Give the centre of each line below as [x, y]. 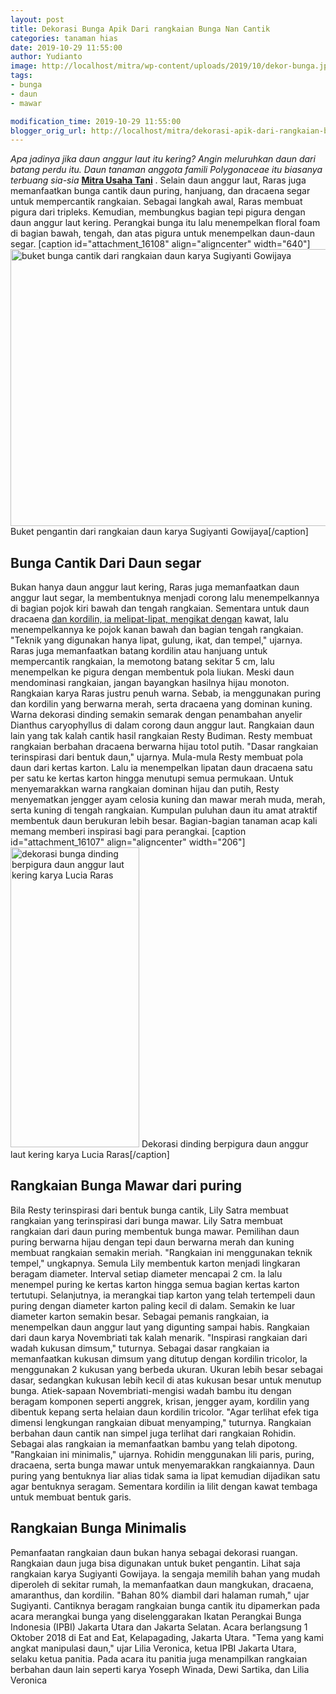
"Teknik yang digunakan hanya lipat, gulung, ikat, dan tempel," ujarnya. [156, 640]
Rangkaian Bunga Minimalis [98, 1528]
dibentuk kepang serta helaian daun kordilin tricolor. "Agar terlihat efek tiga [164, 1412]
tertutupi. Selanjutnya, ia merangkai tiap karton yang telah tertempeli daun [163, 1295]
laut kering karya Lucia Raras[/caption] [90, 1155]
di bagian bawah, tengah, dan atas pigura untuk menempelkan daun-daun [162, 233]
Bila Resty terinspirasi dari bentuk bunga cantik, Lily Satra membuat [149, 1210]
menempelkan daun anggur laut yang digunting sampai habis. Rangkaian [160, 1327]
